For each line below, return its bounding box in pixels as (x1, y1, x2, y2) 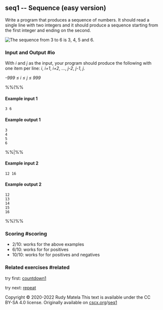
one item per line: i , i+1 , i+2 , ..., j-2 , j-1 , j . (5, 66, 85, 72)
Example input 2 (5, 160, 39, 166)
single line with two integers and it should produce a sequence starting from (5, 22, 159, 28)
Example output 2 (5, 181, 42, 188)
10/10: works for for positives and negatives (12, 252, 100, 258)
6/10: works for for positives (12, 247, 69, 253)
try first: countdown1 (5, 275, 46, 281)
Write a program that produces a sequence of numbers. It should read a (5, 17, 150, 23)
